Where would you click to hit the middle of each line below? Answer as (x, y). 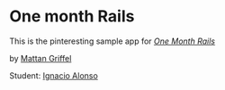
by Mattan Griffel (40, 58)
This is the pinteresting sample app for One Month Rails (112, 41)
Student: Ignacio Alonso (54, 75)
